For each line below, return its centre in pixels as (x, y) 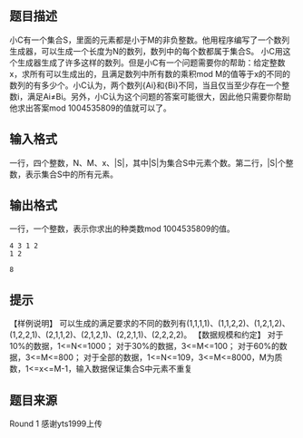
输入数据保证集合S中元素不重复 (134, 369)
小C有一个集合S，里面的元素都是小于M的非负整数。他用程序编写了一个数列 (150, 40)
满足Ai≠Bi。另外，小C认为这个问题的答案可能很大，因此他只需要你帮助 (159, 96)
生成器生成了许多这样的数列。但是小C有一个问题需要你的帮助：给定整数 (151, 63)
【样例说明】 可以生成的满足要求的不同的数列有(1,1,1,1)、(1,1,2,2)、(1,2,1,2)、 (150, 324)
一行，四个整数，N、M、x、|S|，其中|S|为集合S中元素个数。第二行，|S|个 (147, 162)
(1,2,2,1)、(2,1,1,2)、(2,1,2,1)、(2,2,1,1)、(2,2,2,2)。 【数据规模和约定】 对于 (147, 335)
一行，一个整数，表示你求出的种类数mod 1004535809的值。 (122, 229)
